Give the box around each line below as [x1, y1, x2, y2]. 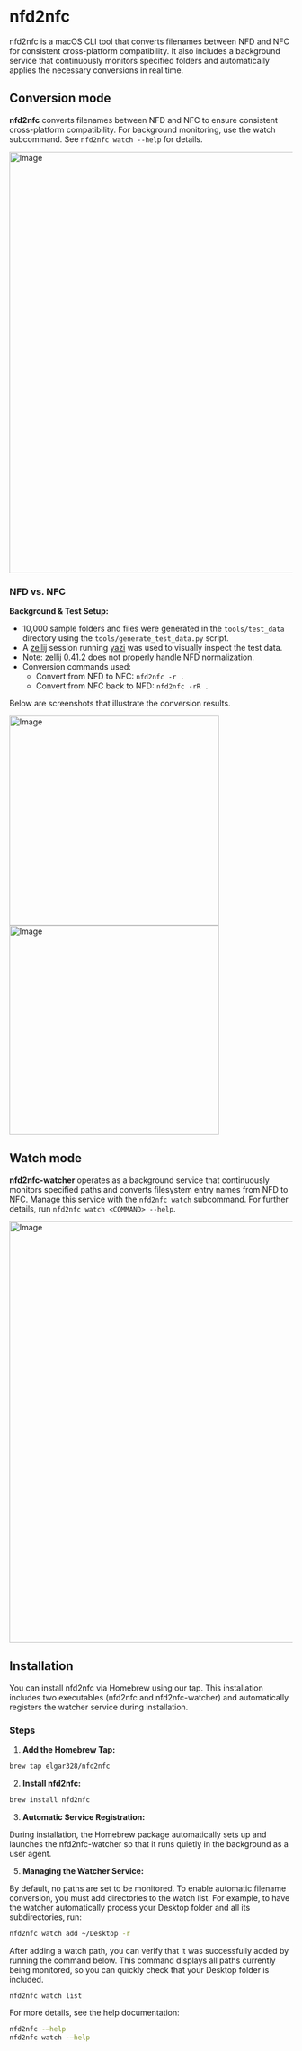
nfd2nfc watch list [9, 1991, 83, 2001]
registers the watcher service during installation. [9, 1701, 189, 1712]
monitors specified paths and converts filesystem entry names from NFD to [9, 1184, 289, 1194]
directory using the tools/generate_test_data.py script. [22, 633, 229, 644]
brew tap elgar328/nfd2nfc [9, 1762, 111, 1771]
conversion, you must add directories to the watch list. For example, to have [9, 1892, 290, 1903]
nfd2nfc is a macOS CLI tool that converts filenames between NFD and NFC [9, 36, 290, 47]
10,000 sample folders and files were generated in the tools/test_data [22, 623, 285, 635]
